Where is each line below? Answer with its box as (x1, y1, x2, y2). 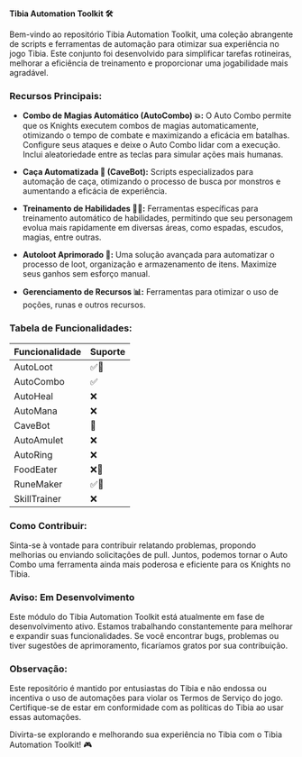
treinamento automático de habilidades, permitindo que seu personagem (22, 213, 293, 223)
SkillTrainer (14, 492, 61, 505)
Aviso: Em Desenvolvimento (9, 590, 135, 603)
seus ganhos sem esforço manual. (22, 269, 151, 279)
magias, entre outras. (22, 232, 102, 242)
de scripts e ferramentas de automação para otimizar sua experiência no (9, 39, 279, 49)
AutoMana (14, 405, 59, 417)
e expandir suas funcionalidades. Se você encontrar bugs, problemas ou (9, 631, 279, 642)
